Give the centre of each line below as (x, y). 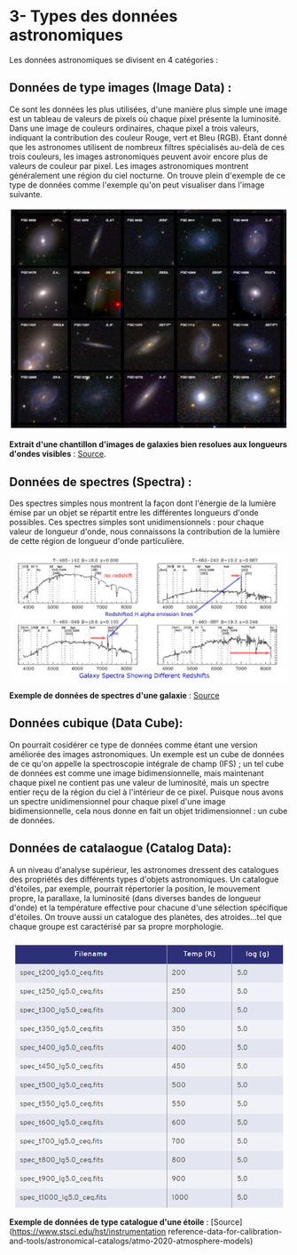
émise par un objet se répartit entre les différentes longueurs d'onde (134, 512)
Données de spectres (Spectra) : (101, 482)
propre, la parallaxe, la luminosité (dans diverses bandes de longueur (135, 898)
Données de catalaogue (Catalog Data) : (121, 848)
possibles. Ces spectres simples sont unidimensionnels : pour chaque (137, 522)
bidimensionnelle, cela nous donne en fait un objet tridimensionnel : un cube (148, 811)
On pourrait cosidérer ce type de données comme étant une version (133, 745)
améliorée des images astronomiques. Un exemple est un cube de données (147, 754)
